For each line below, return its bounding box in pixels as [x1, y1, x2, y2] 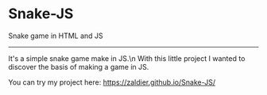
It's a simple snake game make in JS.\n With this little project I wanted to [8, 53, 246, 63]
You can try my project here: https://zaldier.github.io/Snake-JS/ [8, 77, 216, 87]
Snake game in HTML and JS [8, 31, 103, 40]
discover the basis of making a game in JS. [8, 62, 149, 71]
